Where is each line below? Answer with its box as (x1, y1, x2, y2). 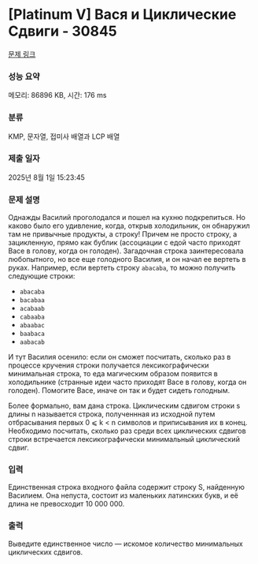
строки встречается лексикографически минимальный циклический (8, 435, 240, 444)
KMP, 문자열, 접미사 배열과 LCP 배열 (8, 132, 120, 141)
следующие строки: (8, 271, 76, 281)
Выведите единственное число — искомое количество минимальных (8, 539, 244, 548)
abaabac (19, 322, 45, 330)
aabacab (19, 338, 45, 346)
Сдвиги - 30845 (8, 22, 117, 40)
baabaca (19, 330, 45, 338)
